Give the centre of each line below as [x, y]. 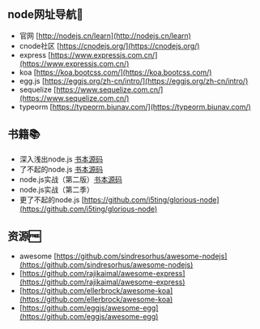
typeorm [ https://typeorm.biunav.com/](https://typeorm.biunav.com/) [135, 106]
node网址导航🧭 [46, 15]
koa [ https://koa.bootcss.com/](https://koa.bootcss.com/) [115, 72]
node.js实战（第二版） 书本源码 [71, 179]
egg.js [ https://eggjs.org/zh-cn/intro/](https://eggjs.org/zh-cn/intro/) [134, 80]
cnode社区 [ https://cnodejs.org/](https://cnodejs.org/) [109, 45]
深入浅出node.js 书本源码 [61, 159]
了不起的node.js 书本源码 [61, 169]
